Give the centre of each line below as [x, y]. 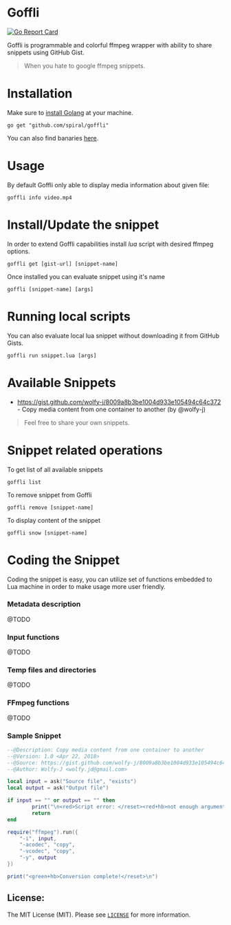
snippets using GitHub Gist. [46, 52]
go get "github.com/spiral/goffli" [58, 125]
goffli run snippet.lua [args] [52, 355]
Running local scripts [69, 316]
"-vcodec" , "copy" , [47, 851]
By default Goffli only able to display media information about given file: [108, 185]
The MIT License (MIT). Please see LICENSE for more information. [99, 915]
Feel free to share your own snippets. [77, 422]
